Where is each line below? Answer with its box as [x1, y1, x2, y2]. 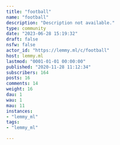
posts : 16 [6, 75, 31, 81]
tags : [6, 119, 20, 125]
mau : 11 [6, 102, 25, 109]
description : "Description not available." [6, 20, 115, 26]
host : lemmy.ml [6, 53, 44, 59]
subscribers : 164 [6, 70, 49, 75]
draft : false [6, 36, 38, 42]
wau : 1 [6, 97, 22, 103]
